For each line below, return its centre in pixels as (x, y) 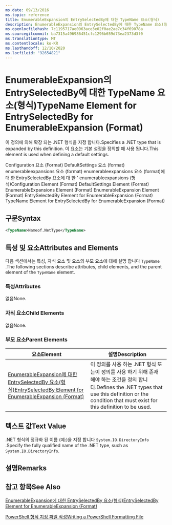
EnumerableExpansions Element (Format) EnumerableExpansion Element (82, 190)
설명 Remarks (26, 468)
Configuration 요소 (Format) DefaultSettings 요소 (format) (65, 165)
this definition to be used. (121, 407)
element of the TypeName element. (40, 272)
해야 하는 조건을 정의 (114, 380)
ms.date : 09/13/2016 (27, 10)
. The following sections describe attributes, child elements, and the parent (84, 266)
